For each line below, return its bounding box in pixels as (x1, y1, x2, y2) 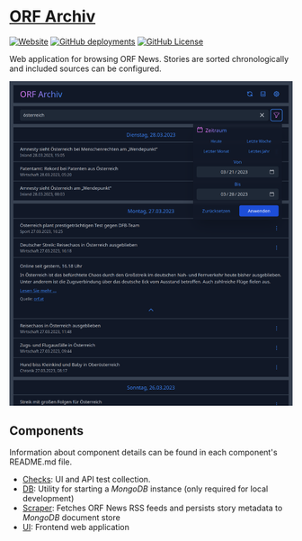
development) (22, 493, 75, 504)
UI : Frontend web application (22, 522, 130, 533)
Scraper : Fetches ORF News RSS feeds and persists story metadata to (22, 502, 283, 514)
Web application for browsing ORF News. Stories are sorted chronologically (9, 53, 289, 64)
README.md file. (9, 456, 73, 467)
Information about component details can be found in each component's (9, 447, 278, 458)
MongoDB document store (22, 512, 121, 523)
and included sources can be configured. (9, 63, 162, 74)
